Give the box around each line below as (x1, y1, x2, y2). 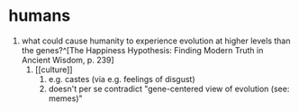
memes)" (48, 92, 83, 104)
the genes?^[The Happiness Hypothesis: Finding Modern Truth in (21, 44, 264, 55)
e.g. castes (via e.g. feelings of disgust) (48, 73, 195, 84)
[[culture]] (34, 64, 73, 75)
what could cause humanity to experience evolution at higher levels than (21, 35, 291, 46)
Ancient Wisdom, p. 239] (21, 54, 114, 65)
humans (8, 5, 71, 26)
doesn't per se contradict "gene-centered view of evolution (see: (48, 83, 290, 94)
